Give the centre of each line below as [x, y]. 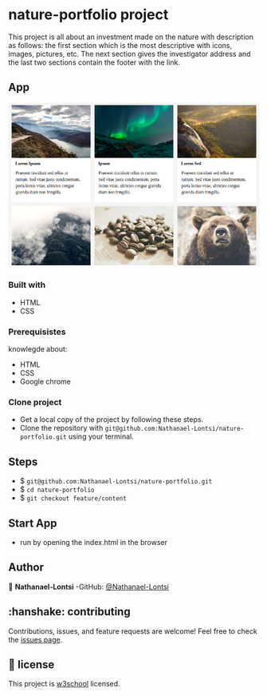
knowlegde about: [38, 349]
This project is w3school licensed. [65, 684]
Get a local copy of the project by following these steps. [112, 420]
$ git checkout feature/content [73, 498]
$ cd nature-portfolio [57, 490]
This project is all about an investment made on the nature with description [131, 37]
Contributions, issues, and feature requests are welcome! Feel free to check [133, 631]
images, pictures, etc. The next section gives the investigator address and [130, 54]
